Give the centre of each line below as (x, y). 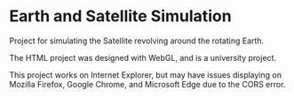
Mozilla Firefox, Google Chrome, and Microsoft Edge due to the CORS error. (147, 84)
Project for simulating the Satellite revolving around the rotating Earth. (137, 41)
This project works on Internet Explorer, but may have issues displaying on (146, 75)
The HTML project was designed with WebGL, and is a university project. (143, 57)
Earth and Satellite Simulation (121, 16)
